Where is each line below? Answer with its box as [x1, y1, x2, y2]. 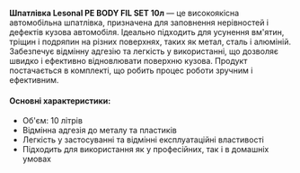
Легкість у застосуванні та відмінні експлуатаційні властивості [22, 134, 265, 145]
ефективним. [9, 75, 59, 85]
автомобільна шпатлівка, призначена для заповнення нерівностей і [9, 17, 269, 28]
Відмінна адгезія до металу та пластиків [22, 125, 177, 136]
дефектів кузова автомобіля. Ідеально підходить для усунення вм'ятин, [9, 27, 285, 37]
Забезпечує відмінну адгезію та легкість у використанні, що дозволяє [9, 46, 278, 57]
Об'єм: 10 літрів [22, 115, 84, 126]
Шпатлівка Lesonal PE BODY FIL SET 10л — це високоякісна [9, 8, 240, 18]
